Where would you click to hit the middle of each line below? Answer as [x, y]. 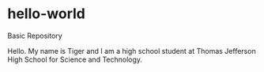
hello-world [47, 14]
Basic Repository [35, 36]
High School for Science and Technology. [75, 59]
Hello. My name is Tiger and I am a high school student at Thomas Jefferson [132, 51]
